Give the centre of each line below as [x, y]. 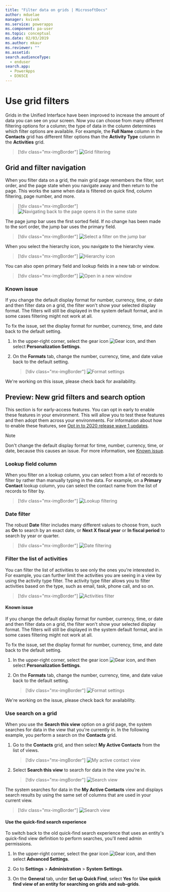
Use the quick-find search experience [46, 822]
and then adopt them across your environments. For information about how [84, 420]
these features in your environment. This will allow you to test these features [85, 415]
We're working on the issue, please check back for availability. [71, 700]
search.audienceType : [28, 57]
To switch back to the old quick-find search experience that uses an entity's [85, 833]
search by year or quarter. [32, 536]
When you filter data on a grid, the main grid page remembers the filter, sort [84, 180]
